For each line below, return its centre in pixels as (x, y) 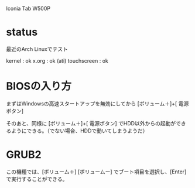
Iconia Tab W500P (28, 8)
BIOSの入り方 (39, 86)
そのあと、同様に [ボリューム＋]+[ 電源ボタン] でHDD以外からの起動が (91, 123)
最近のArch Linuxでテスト (37, 49)
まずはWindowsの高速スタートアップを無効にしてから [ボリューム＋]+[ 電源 (97, 103)
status (22, 32)
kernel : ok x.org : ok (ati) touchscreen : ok (57, 60)
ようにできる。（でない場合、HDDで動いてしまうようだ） (79, 131)
